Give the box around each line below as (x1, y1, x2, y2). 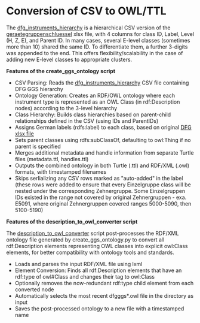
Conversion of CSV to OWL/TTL (6, 4, 167, 18)
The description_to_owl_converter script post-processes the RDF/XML (6, 230, 179, 237)
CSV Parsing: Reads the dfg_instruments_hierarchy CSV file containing (14, 79, 189, 86)
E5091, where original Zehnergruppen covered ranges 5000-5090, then (14, 200, 192, 207)
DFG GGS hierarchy (14, 85, 64, 92)
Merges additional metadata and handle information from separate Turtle (14, 149, 194, 156)
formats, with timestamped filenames (14, 168, 106, 175)
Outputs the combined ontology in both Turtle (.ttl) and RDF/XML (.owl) (14, 162, 190, 169)
